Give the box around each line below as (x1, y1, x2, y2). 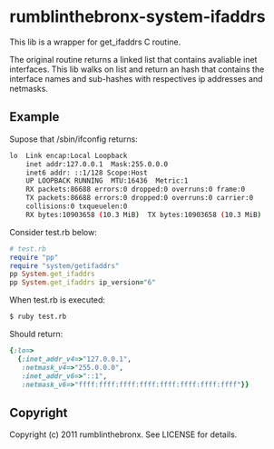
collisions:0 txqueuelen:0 (25, 202, 128, 211)
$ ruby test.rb (9, 312, 67, 322)
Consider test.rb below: (9, 226, 97, 237)
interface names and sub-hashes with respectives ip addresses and (9, 73, 263, 84)
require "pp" (9, 253, 59, 262)
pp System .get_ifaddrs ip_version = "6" (9, 278, 156, 287)
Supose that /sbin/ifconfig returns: (9, 134, 138, 145)
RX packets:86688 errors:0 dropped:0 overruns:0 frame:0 (25, 185, 246, 195)
